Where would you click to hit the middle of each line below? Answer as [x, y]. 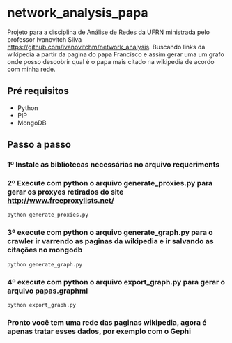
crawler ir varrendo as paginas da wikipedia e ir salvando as [110, 241]
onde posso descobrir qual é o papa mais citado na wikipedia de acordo [111, 61]
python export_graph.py [42, 305]
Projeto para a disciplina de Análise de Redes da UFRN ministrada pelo [109, 32]
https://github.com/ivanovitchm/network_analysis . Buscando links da [106, 47]
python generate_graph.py [45, 264]
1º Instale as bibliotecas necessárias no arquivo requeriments [114, 165]
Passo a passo [39, 145]
